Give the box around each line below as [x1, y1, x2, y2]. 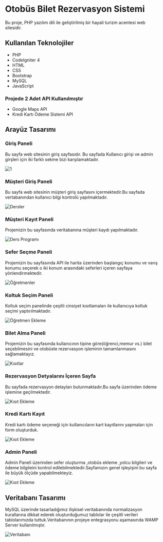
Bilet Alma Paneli [5, 329, 46, 336]
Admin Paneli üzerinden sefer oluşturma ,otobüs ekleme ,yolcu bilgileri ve [5, 460, 152, 465]
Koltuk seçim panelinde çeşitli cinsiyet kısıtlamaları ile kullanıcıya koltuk [5, 302, 147, 308]
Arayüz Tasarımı [5, 125, 56, 134]
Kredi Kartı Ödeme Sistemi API [12, 111, 73, 118]
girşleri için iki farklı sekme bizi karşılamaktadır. [5, 156, 100, 162]
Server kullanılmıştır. [5, 522, 46, 528]
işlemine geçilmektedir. [5, 389, 51, 395]
